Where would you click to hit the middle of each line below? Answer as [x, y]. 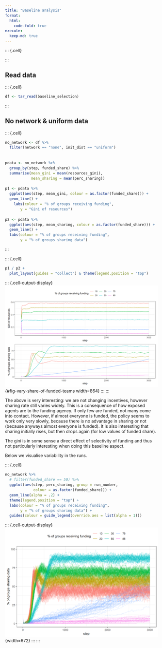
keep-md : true [24, 36]
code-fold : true [30, 26]
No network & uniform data [47, 121]
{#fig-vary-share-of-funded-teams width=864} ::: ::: [57, 391]
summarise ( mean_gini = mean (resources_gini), [56, 173]
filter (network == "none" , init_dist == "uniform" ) [63, 148]
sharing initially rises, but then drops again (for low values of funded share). [81, 432]
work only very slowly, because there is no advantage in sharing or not [76, 421]
